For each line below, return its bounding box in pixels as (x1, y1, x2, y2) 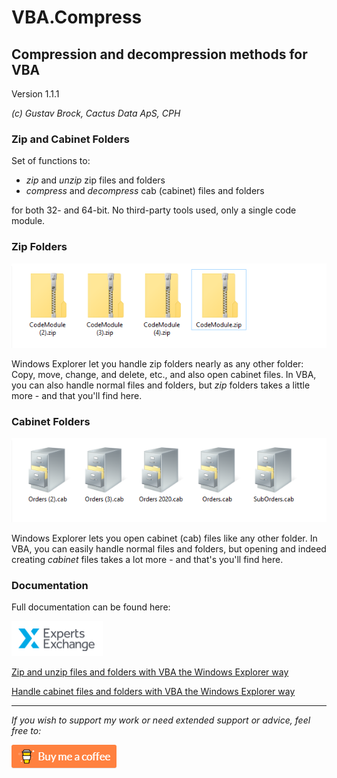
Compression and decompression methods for (11, 46, 308, 63)
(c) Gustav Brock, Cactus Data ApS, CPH (11, 107, 181, 119)
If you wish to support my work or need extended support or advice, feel (11, 714, 311, 726)
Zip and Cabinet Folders (11, 132, 130, 146)
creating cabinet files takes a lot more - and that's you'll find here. (11, 553, 284, 565)
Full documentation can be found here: (11, 601, 171, 613)
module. (11, 215, 46, 227)
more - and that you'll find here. (11, 389, 143, 401)
